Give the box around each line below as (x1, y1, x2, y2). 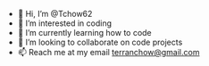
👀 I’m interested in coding (17, 18, 113, 29)
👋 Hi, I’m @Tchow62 (17, 9, 93, 19)
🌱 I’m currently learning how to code (17, 28, 152, 37)
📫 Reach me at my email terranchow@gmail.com (17, 47, 200, 57)
